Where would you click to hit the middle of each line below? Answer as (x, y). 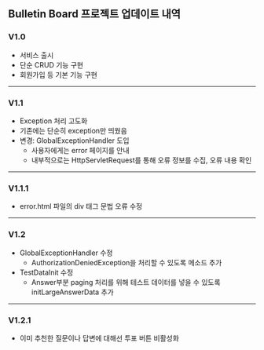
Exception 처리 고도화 (53, 121)
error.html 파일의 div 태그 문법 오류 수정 (81, 206)
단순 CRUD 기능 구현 (51, 64)
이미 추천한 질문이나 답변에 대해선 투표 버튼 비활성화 (99, 338)
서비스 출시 (37, 55)
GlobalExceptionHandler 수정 (66, 253)
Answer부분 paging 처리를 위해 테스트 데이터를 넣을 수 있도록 (126, 282)
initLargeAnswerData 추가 (72, 292)
